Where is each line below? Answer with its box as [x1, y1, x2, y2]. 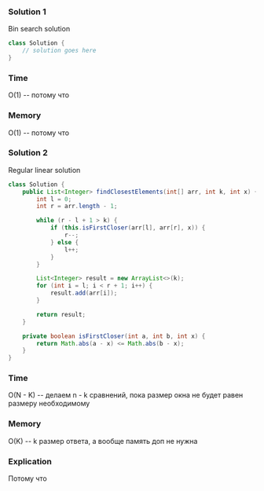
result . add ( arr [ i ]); [49, 289, 118, 297]
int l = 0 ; [36, 195, 72, 203]
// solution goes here [22, 46, 97, 55]
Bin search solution [8, 24, 71, 34]
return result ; [36, 310, 86, 318]
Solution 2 [8, 148, 49, 159]
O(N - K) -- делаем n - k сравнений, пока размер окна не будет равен [8, 390, 244, 400]
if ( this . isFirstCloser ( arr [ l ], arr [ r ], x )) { [49, 224, 206, 232]
